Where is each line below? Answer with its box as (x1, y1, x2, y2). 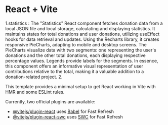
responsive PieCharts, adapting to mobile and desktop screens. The (5, 41, 147, 47)
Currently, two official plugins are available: (5, 98, 96, 104)
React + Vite (5, 4, 58, 15)
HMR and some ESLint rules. (5, 89, 65, 95)
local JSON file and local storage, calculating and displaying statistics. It (5, 25, 155, 31)
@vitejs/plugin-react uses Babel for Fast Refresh (12, 108, 114, 114)
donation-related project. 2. (5, 74, 63, 80)
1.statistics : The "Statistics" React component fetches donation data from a (5, 20, 163, 26)
